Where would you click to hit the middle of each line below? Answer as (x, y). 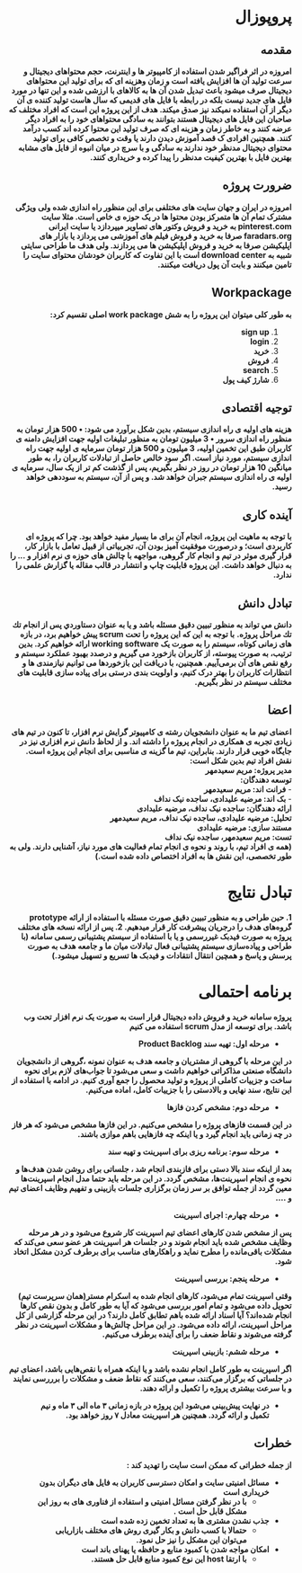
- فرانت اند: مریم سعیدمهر (248, 789)
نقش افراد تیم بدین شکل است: (240, 760)
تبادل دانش (265, 603)
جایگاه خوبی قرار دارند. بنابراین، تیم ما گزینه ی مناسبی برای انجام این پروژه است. (159, 751)
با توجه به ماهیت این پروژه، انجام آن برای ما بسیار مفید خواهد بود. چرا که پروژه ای (159, 537)
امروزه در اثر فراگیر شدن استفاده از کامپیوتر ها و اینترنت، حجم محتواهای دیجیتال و (157, 71)
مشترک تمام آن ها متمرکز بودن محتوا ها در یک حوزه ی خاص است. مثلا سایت (166, 217)
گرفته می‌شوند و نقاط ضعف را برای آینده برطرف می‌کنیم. (197, 1334)
